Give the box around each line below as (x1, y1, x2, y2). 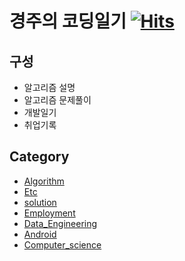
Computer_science (23, 238, 102, 251)
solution (23, 196, 57, 208)
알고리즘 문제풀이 (23, 94, 92, 106)
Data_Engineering (23, 217, 98, 229)
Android (23, 228, 57, 240)
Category (9, 148, 70, 166)
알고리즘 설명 (23, 82, 76, 93)
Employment (23, 207, 76, 219)
